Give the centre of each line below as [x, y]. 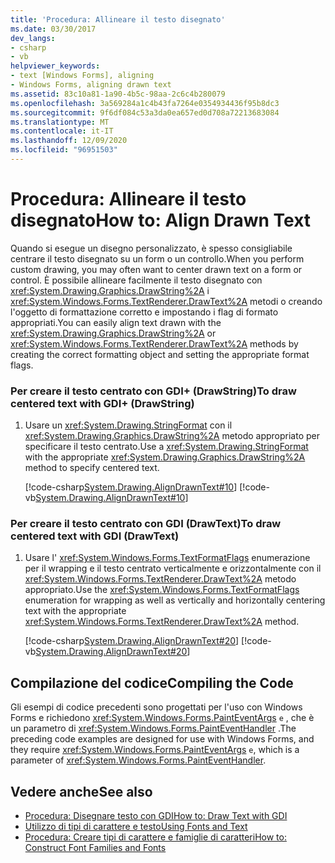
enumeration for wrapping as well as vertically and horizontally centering [175, 600]
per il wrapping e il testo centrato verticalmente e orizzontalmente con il [173, 568]
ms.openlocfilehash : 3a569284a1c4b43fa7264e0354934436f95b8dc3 [145, 103]
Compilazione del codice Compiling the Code [152, 682]
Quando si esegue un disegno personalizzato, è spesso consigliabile [151, 248]
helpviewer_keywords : [55, 66]
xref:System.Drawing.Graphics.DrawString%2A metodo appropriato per [172, 436]
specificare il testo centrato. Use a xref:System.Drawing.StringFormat [166, 447]
